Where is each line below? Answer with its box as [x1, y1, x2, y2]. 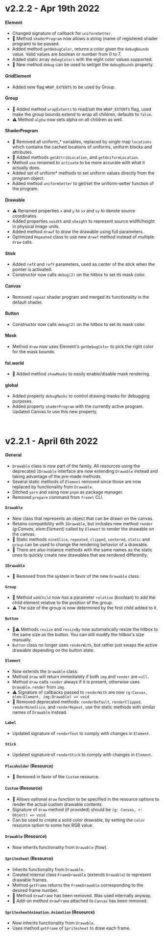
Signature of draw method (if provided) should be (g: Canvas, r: [12, 806, 143, 812]
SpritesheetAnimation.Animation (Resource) [5, 909, 95, 915]
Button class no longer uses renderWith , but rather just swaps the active [12, 642, 158, 648]
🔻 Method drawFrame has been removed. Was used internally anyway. [12, 893, 152, 899]
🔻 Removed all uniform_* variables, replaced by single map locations [12, 139, 152, 144]
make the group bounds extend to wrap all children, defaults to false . [12, 111, 153, 117]
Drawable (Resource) [5, 833, 47, 839]
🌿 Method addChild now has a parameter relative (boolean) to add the [12, 595, 156, 600]
